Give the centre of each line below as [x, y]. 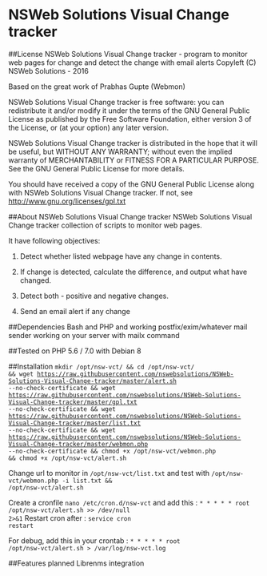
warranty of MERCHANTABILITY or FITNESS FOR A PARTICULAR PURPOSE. [134, 160]
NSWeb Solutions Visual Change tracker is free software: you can [116, 102]
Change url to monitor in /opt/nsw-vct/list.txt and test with [109, 473]
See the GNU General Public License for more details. [97, 168]
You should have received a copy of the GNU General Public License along [131, 184]
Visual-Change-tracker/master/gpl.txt [73, 402]
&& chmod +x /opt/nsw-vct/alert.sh [68, 458]
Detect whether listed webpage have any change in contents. [121, 256]
